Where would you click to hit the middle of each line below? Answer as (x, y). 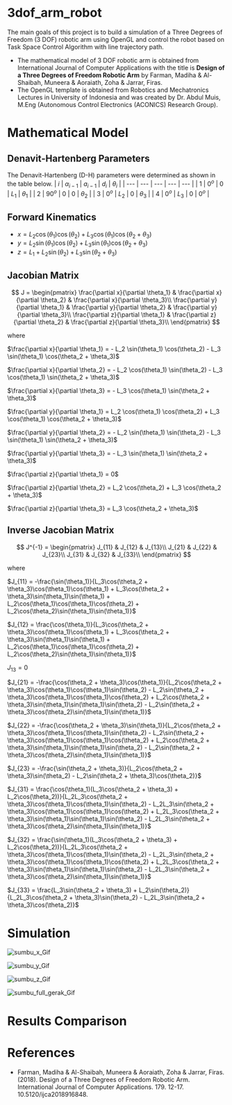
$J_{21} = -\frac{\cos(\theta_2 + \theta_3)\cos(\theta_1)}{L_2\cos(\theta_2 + (115, 682)
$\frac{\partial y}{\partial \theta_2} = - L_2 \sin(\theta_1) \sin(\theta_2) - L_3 (114, 432)
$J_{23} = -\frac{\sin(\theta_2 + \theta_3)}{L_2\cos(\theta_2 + (95, 768)
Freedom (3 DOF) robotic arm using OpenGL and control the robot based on (116, 39)
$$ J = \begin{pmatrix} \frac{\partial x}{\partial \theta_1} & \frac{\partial (113, 292)
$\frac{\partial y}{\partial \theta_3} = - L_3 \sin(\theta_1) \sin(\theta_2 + (108, 453)
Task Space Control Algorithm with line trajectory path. (86, 47)
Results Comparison (67, 1021)
